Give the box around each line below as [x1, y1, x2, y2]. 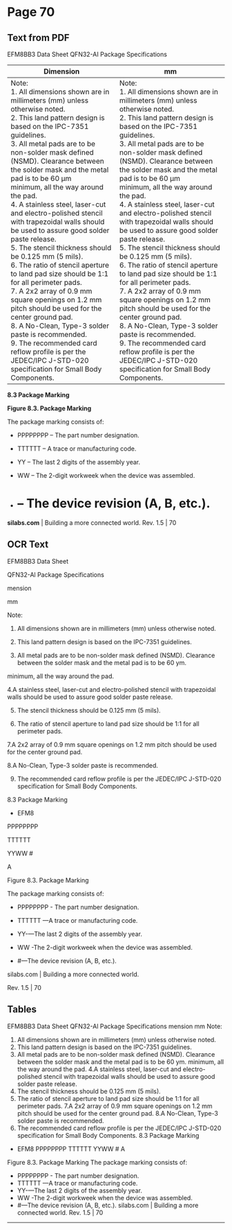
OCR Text [7, 539, 49, 551]
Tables [7, 1003, 37, 1016]
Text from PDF [7, 32, 70, 44]
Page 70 [7, 4, 55, 20]
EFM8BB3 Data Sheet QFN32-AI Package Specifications [7, 50, 168, 58]
